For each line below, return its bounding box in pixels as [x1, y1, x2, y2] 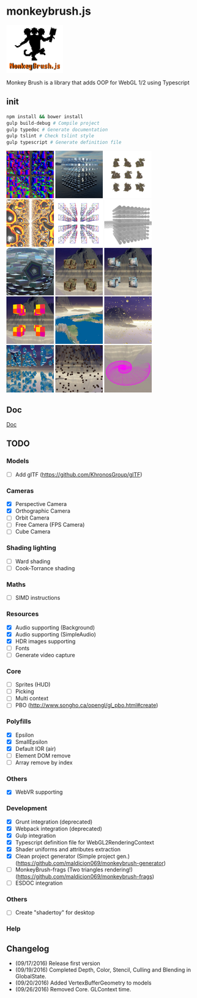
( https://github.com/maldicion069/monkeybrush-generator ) [15, 860, 166, 867]
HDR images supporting [15, 638, 76, 645]
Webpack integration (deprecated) [15, 825, 103, 832]
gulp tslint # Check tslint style [6, 133, 95, 139]
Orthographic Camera [15, 507, 70, 515]
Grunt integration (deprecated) [15, 818, 93, 825]
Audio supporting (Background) [15, 624, 95, 631]
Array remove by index [15, 759, 73, 766]
